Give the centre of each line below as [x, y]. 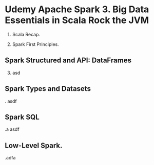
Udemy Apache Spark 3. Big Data [77, 9]
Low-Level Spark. [34, 145]
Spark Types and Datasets [48, 89]
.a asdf [12, 129]
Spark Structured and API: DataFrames [68, 61]
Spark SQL [22, 117]
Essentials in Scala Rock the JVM [77, 20]
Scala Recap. [26, 34]
